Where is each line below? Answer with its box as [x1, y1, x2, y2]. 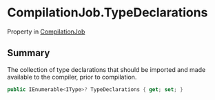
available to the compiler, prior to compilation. [7, 73, 137, 81]
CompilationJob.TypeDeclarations [7, 5, 208, 21]
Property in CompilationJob [7, 27, 85, 36]
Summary [7, 47, 50, 59]
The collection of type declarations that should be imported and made [7, 65, 206, 73]
